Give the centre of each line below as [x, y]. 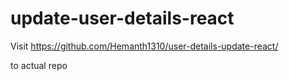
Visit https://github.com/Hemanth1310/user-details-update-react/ [144, 46]
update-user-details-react [122, 18]
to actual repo [39, 65]
